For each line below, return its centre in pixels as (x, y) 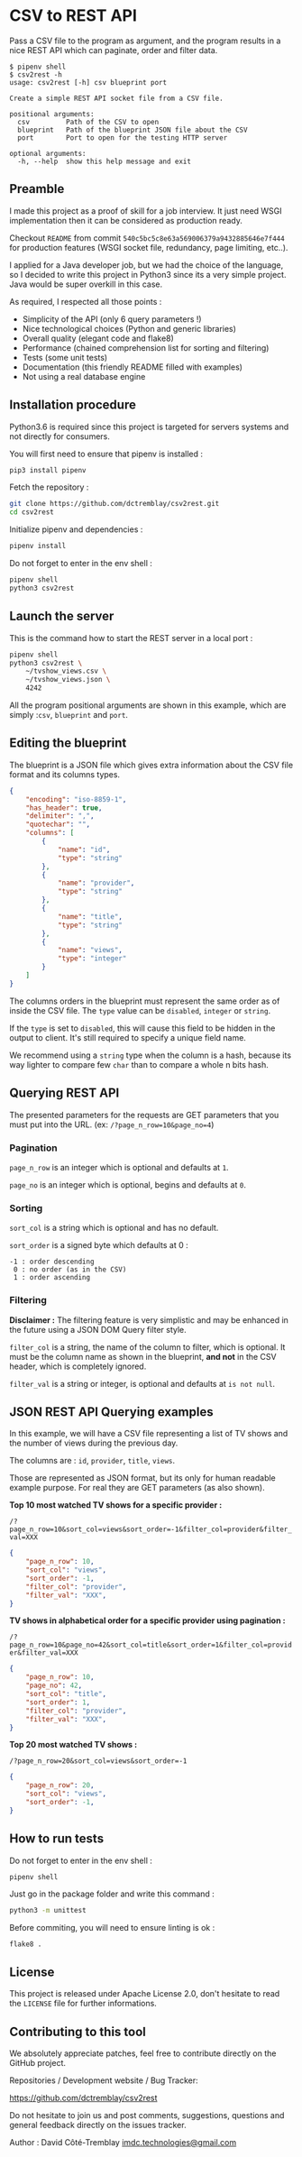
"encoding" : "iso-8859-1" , (76, 799)
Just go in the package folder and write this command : (112, 1894)
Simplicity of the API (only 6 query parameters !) (112, 319)
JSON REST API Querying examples (111, 1412)
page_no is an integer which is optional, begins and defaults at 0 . (128, 1184)
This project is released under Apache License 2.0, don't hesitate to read (145, 1994)
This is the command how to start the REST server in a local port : (131, 638)
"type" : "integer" (92, 959)
